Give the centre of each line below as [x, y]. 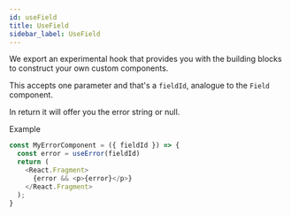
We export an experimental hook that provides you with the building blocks [145, 59]
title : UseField [39, 26]
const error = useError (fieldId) [79, 154]
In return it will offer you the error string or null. [95, 112]
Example [25, 129]
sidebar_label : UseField [55, 34]
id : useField [33, 17]
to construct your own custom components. [89, 68]
